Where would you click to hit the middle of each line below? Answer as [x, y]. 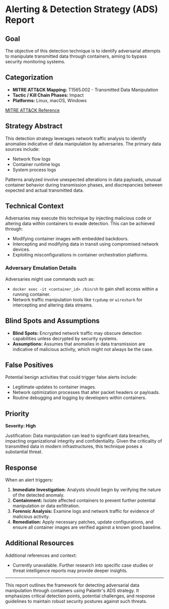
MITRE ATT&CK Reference [32, 110]
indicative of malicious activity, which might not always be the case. [83, 349]
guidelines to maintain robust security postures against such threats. [76, 601]
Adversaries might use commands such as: [50, 279]
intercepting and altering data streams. [53, 305]
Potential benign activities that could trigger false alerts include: [71, 377]
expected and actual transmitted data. [45, 190]
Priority [17, 414]
